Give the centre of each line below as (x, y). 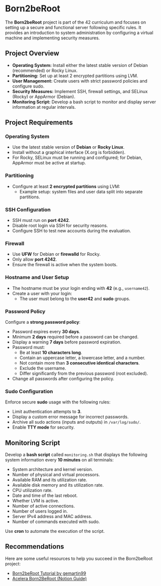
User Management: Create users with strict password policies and (80, 81)
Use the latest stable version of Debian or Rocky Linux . (68, 147)
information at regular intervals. (44, 107)
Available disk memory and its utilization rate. (58, 485)
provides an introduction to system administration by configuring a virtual (79, 32)
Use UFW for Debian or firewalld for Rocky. (56, 254)
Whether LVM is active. (36, 501)
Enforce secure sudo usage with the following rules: (58, 402)
